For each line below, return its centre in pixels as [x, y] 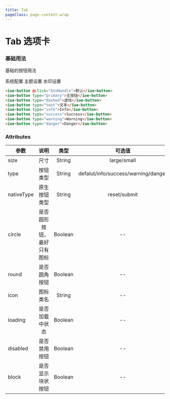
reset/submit [123, 195]
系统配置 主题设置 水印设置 [33, 81]
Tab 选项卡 [28, 41]
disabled [18, 349]
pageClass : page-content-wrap [37, 15]
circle [14, 235]
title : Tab [17, 10]
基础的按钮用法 [21, 70]
